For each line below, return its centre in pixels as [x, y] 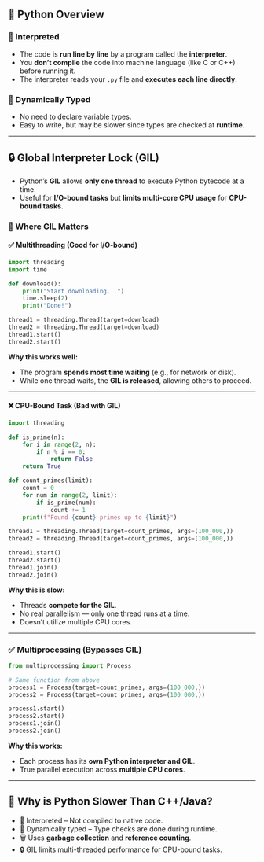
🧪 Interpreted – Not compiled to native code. [91, 820]
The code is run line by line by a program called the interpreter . [123, 54]
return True [42, 466]
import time [27, 269]
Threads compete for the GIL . [68, 605]
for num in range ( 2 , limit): [70, 495]
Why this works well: [43, 357]
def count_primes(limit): [50, 481]
